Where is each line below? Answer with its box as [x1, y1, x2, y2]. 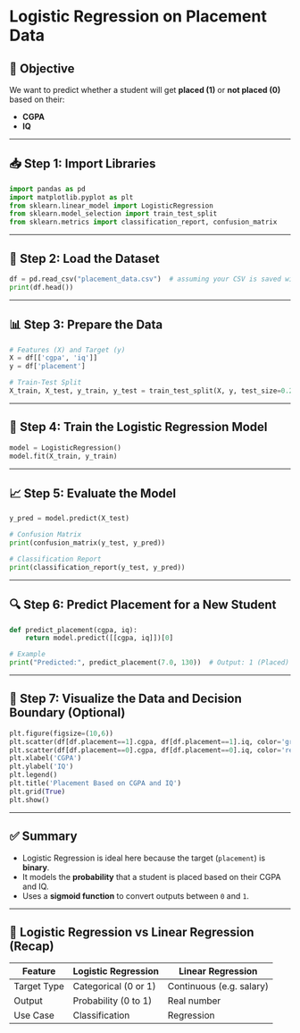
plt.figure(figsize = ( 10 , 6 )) [9, 729, 114, 738]
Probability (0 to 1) [72, 995, 153, 1007]
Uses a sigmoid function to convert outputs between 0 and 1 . [21, 890, 250, 901]
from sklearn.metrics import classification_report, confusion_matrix [9, 217, 278, 227]
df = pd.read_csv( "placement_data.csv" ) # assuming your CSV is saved [9, 275, 281, 284]
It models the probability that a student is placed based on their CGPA [21, 871, 281, 882]
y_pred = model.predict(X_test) [9, 514, 129, 523]
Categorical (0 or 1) [72, 980, 156, 993]
